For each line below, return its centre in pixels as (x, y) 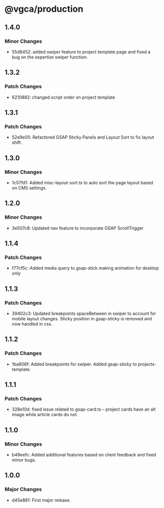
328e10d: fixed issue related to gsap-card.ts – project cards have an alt (83, 409)
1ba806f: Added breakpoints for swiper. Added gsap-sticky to (74, 364)
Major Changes (23, 489)
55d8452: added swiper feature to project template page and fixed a (81, 52)
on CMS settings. (29, 188)
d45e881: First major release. (41, 500)
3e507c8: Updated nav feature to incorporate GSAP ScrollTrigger (78, 228)
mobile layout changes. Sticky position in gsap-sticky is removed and (82, 319)
